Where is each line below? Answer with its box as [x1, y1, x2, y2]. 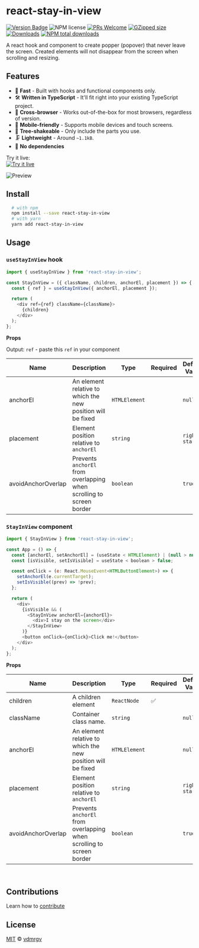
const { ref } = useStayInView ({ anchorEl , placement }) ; [11, 285, 158, 291]
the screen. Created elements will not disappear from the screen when [6, 47, 179, 55]
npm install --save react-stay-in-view [11, 210, 110, 216]
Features [6, 71, 40, 81]
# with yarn [11, 216, 41, 222]
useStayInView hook [6, 256, 63, 264]
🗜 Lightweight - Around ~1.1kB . [14, 134, 94, 141]
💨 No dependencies [14, 142, 65, 149]
